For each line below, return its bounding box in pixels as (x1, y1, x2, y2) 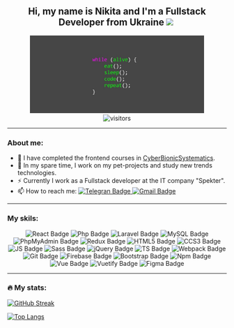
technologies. (17, 169, 57, 177)
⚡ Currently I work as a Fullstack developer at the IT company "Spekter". (17, 177, 226, 185)
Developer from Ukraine (58, 17, 165, 29)
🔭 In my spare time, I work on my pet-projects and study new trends (17, 161, 212, 170)
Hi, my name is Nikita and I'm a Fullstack (27, 6, 207, 17)
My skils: (7, 214, 39, 223)
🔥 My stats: (7, 283, 47, 292)
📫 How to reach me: (17, 187, 77, 195)
